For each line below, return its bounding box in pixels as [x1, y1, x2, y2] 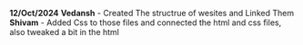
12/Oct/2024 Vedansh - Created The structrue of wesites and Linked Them [9, 8, 294, 18]
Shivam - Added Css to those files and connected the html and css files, [9, 17, 282, 28]
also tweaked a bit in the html [9, 27, 120, 37]
